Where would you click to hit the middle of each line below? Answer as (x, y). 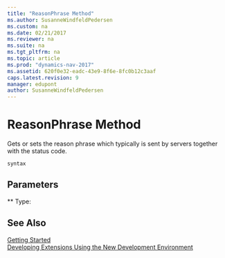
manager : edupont (32, 84)
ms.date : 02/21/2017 (37, 33)
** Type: (19, 201)
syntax (17, 164)
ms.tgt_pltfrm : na (34, 52)
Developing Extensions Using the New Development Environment (100, 247)
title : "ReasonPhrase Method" (51, 13)
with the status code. (37, 151)
